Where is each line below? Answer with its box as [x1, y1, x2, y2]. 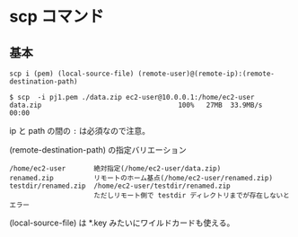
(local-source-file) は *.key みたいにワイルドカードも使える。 [9, 217, 235, 228]
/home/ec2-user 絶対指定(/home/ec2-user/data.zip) [9, 164, 222, 173]
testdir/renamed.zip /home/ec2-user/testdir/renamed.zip [9, 181, 231, 190]
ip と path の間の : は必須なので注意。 [9, 126, 151, 136]
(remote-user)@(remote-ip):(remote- [137, 69, 276, 78]
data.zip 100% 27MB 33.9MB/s [9, 101, 263, 110]
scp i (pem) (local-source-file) [9, 69, 135, 78]
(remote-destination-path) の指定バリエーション [9, 145, 187, 155]
